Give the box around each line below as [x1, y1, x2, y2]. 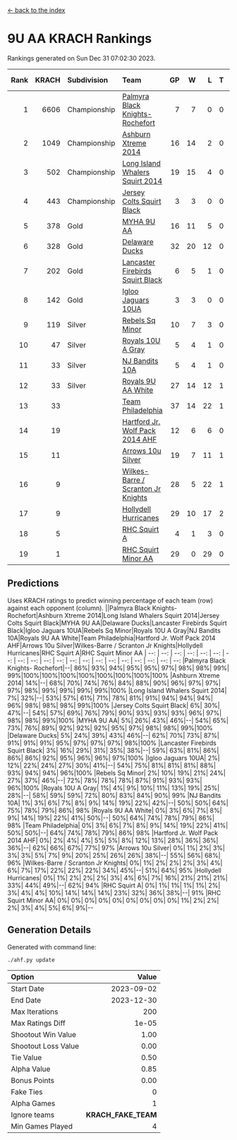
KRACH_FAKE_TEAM [85, 1110, 157, 1120]
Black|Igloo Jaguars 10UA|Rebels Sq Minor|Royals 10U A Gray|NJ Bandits [7, 626, 221, 634]
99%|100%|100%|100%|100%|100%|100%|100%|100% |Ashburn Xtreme [7, 671, 220, 679]
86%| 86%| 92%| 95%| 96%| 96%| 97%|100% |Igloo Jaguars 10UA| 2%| [7, 753, 220, 762]
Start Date [11, 983, 44, 993]
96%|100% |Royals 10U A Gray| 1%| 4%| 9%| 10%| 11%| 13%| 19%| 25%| [7, 783, 220, 792]
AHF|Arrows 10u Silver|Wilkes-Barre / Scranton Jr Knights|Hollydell [7, 641, 203, 650]
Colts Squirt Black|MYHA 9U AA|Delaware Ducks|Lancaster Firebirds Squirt [7, 619, 227, 627]
